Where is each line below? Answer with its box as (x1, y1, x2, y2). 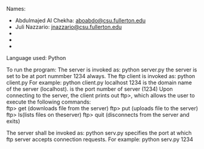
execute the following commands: (6, 98, 91, 105)
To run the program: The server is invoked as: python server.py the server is (6, 66, 197, 73)
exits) (6, 118, 20, 125)
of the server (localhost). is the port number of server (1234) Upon (6, 85, 174, 93)
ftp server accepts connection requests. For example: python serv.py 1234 (6, 136, 194, 143)
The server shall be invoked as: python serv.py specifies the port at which (6, 130, 192, 136)
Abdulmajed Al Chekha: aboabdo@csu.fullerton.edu (15, 17, 146, 24)
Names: (6, 5, 26, 12)
